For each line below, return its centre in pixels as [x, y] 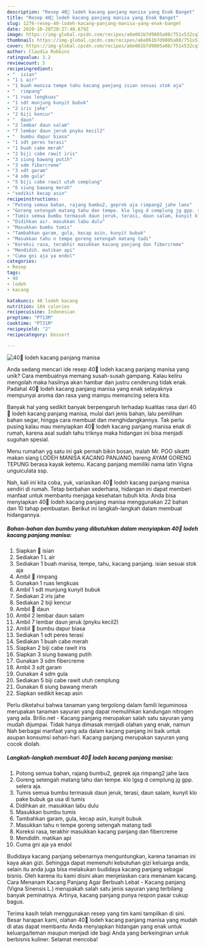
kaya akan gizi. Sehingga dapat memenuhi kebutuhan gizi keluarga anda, [98, 863]
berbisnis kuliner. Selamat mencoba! [52, 939]
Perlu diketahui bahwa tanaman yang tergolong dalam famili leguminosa [97, 705]
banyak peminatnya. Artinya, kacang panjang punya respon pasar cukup [98, 895]
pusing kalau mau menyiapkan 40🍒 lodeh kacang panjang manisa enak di [99, 426]
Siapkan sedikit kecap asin [49, 693]
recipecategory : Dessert [38, 335]
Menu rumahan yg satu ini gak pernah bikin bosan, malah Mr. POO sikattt [98, 451]
